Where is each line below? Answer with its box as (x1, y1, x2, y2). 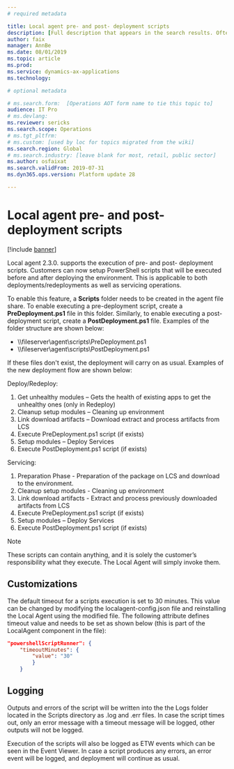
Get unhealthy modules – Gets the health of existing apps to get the (17, 393, 211, 401)
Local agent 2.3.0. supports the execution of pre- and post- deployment (7, 259, 214, 267)
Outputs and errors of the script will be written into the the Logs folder (7, 703, 209, 712)
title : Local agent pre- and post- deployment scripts (7, 22, 170, 30)
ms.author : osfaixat (7, 158, 68, 165)
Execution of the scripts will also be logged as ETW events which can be (7, 739, 215, 747)
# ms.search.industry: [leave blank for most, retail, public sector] (7, 151, 217, 159)
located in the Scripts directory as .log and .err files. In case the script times (7, 710, 225, 719)
